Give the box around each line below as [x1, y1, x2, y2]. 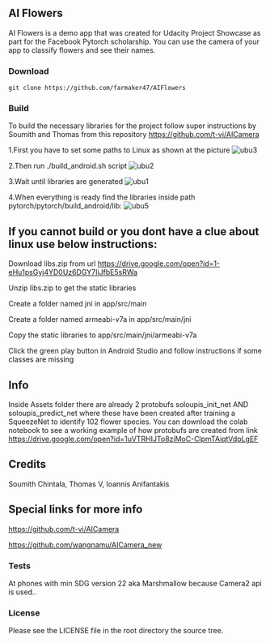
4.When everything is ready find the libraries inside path [8, 192, 196, 202]
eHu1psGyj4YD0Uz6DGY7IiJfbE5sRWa [8, 268, 138, 277]
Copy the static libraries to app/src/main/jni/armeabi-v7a [8, 330, 197, 340]
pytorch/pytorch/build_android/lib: [8, 201, 123, 211]
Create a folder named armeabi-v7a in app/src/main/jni [8, 315, 192, 324]
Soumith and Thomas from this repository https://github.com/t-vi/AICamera [8, 130, 260, 139]
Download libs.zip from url [8, 259, 96, 268]
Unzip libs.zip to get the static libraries [8, 283, 137, 293]
